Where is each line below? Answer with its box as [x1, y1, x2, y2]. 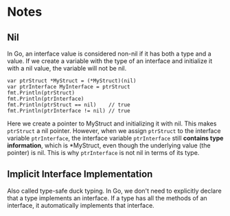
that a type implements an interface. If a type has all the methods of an [7, 193, 207, 202]
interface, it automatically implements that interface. [7, 201, 154, 209]
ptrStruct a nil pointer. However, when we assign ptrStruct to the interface [7, 127, 221, 134]
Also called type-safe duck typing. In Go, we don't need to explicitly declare [7, 187, 222, 195]
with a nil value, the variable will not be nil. [7, 64, 127, 72]
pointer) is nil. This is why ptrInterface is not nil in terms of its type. [7, 149, 200, 156]
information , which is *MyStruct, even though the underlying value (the [7, 141, 211, 149]
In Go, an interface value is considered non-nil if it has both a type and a [7, 49, 211, 58]
